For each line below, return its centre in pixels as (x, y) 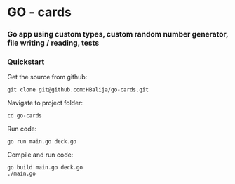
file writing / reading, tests (53, 43)
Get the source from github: (47, 77)
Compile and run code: (40, 155)
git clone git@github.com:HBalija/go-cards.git (78, 90)
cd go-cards (25, 116)
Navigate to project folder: (45, 103)
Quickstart (26, 62)
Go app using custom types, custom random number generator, (118, 34)
